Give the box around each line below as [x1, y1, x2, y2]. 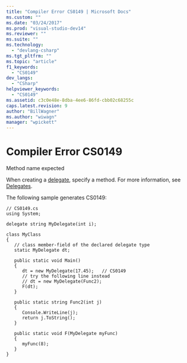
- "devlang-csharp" [11, 48, 60, 54]
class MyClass [6, 231, 42, 238]
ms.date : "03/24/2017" [6, 20, 62, 26]
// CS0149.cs [6, 206, 39, 212]
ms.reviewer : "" [6, 31, 46, 37]
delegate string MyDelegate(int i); [6, 221, 97, 227]
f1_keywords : [6, 64, 39, 70]
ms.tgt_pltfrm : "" [6, 53, 52, 59]
